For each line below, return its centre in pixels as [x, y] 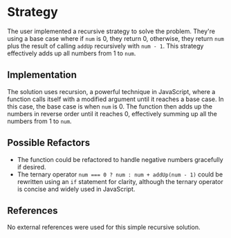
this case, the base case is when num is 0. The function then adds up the [110, 106]
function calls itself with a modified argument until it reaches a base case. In [115, 99]
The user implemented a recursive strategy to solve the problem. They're [111, 31]
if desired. [31, 167]
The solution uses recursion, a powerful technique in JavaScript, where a [111, 91]
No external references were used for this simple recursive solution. [104, 227]
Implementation [42, 75]
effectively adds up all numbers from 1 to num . [72, 53]
